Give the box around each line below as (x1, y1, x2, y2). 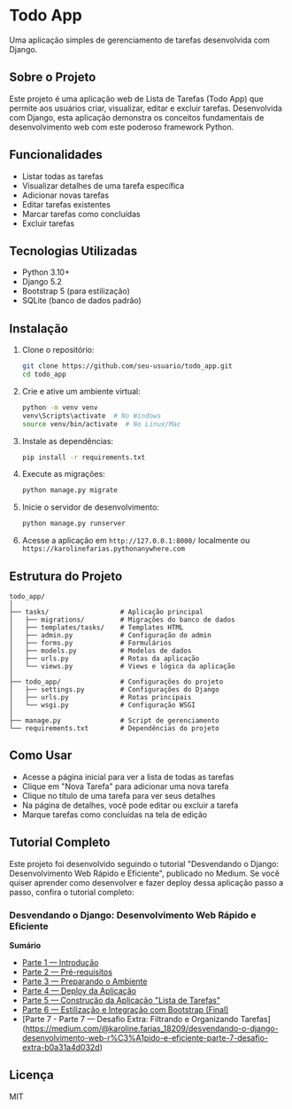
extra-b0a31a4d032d (21, 1042, 100, 1052)
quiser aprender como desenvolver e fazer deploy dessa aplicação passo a (9, 877, 284, 887)
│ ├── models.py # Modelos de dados (9, 646, 192, 655)
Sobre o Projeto (9, 70, 96, 85)
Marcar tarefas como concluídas (21, 208, 141, 219)
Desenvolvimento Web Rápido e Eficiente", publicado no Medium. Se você (9, 868, 280, 879)
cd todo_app (21, 370, 66, 379)
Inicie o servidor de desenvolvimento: (21, 502, 159, 512)
